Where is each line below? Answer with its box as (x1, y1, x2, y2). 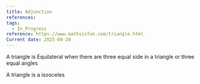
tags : (6, 20, 20, 26)
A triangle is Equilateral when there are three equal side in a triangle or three (6, 53, 195, 60)
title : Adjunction (6, 8, 52, 15)
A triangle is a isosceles (6, 71, 65, 78)
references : (6, 14, 36, 20)
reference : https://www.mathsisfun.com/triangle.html (6, 31, 144, 37)
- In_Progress (11, 25, 47, 32)
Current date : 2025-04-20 (6, 37, 71, 43)
